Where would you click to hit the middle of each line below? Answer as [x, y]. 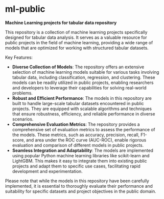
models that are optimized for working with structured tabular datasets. [77, 48]
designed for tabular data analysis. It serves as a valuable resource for [76, 37]
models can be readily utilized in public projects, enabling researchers [83, 83]
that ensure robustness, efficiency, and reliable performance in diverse [83, 114]
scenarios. [23, 119]
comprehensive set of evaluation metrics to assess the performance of [83, 129]
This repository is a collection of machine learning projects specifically [76, 32]
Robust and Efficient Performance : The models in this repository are [82, 98]
